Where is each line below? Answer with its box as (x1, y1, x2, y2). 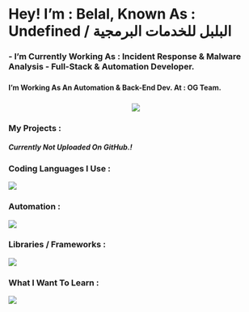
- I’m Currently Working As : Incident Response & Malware (8, 51, 242, 62)
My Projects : (8, 122, 62, 133)
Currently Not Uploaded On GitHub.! (8, 142, 133, 152)
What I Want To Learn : (8, 276, 99, 288)
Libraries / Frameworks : (8, 239, 107, 251)
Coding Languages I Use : (8, 162, 112, 174)
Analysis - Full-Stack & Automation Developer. (8, 61, 195, 73)
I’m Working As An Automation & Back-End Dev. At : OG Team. (8, 82, 222, 93)
